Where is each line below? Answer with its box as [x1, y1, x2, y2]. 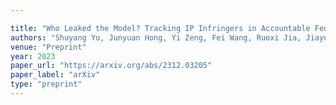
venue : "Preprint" [10, 42, 87, 52]
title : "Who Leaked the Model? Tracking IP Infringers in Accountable [10, 23, 311, 33]
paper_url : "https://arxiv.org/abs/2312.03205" [10, 61, 213, 71]
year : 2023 [10, 51, 56, 61]
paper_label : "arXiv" [10, 70, 101, 80]
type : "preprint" [10, 79, 83, 90]
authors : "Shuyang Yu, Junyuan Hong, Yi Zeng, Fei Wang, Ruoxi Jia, [10, 32, 302, 43]
